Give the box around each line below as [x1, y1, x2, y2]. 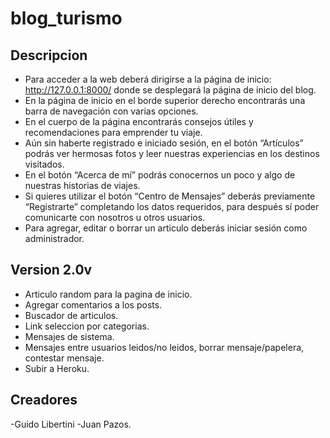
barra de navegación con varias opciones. [24, 105, 199, 117]
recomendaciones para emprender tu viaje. [24, 127, 203, 138]
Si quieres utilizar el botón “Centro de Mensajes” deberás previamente [24, 190, 316, 202]
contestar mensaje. [24, 352, 105, 364]
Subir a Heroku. [24, 362, 90, 374]
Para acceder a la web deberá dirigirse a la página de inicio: [24, 73, 272, 85]
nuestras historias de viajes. [24, 180, 141, 191]
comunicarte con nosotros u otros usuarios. [24, 212, 206, 223]
